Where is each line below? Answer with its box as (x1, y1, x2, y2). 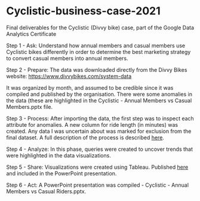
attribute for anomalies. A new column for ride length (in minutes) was (6, 121, 178, 128)
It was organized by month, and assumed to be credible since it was (6, 84, 174, 91)
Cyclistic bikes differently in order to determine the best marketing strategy (6, 48, 191, 55)
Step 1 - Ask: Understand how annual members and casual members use (6, 42, 186, 49)
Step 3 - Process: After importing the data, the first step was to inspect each (6, 115, 194, 122)
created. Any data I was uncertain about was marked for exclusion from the (6, 127, 192, 135)
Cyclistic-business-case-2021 (6, 4, 161, 18)
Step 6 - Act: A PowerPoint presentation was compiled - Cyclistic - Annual (6, 181, 189, 188)
